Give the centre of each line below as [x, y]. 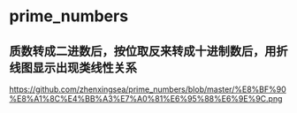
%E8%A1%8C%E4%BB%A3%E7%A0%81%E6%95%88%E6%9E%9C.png [146, 98]
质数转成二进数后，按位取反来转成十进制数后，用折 [148, 51]
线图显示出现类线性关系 [73, 68]
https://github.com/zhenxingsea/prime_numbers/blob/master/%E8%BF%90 [148, 89]
